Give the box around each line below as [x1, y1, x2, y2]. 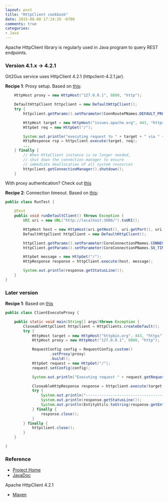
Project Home [12, 467, 41, 473]
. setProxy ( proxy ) [49, 351, 86, 357]
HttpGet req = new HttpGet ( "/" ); [23, 125, 93, 130]
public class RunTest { [5, 200, 55, 205]
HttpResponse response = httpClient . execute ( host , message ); [23, 259, 153, 264]
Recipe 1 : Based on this [5, 301, 53, 307]
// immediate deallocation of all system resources [23, 162, 133, 167]
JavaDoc [12, 472, 31, 478]
